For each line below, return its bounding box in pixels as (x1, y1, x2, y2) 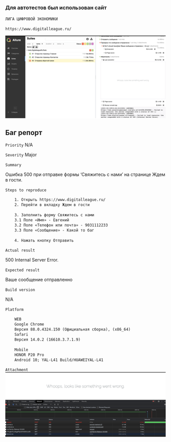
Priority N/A (5, 142, 33, 148)
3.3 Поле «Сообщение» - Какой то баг (14, 228, 95, 233)
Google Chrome (14, 322, 44, 327)
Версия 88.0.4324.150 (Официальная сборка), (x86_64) (14, 327, 131, 332)
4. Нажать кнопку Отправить (14, 238, 74, 243)
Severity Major (5, 152, 37, 158)
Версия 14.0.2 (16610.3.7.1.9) (14, 337, 81, 342)
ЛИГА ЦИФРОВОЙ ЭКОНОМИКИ (5, 17, 58, 22)
